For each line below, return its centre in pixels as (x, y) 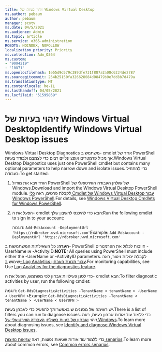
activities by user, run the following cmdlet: (48, 281)
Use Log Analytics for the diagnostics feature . (51, 267)
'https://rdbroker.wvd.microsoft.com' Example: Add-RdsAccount (76, 232)
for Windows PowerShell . (37, 203)
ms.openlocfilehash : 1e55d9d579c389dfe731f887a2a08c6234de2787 (70, 73)
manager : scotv (20, 23)
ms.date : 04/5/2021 (25, 28)
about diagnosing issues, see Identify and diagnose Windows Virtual (73, 325)
